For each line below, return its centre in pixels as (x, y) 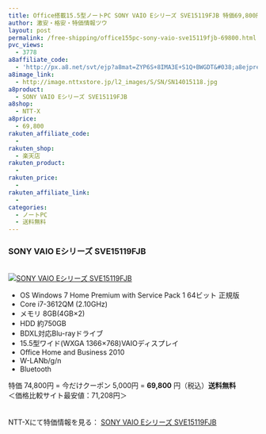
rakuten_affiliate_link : (49, 192)
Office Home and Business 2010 (72, 352)
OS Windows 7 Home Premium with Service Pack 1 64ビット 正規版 (129, 295)
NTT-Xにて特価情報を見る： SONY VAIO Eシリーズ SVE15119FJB (112, 422)
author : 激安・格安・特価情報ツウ (58, 23)
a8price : (23, 119)
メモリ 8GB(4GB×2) (52, 313)
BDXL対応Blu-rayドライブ (61, 333)
